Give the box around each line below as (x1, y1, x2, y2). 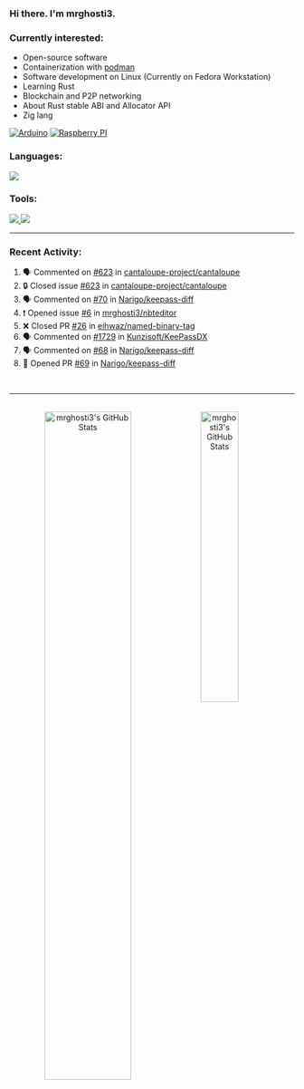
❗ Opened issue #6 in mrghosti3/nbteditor (22, 307, 177, 319)
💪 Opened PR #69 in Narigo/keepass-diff (22, 358, 176, 369)
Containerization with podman (22, 62, 136, 72)
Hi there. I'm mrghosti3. (9, 7, 116, 20)
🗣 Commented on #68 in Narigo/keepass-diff (22, 345, 195, 356)
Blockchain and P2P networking (22, 91, 142, 101)
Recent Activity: (9, 246, 82, 258)
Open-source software (22, 53, 108, 63)
